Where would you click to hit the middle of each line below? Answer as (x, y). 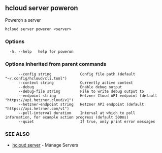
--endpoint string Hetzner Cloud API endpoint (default (88, 96)
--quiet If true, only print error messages (86, 122)
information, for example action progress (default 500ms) (67, 117)
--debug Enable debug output (70, 87)
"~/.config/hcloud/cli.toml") (36, 78)
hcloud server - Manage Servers (45, 145)
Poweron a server (23, 20)
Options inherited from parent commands (56, 64)
